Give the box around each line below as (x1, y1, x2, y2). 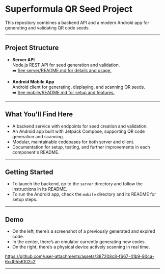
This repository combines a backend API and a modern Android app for (5, 20, 150, 25)
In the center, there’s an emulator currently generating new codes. (12, 239, 146, 245)
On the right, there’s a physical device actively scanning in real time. (12, 244, 150, 250)
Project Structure (5, 44, 59, 52)
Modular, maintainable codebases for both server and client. (12, 139, 135, 145)
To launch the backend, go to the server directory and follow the (12, 181, 143, 187)
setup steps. (12, 197, 38, 202)
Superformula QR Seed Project (5, 3, 133, 15)
